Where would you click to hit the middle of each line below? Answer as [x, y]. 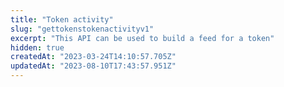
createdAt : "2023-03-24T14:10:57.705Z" [93, 57]
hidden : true [37, 47]
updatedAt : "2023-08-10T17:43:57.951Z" [93, 66]
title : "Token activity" [62, 19]
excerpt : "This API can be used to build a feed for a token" [142, 38]
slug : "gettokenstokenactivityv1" [82, 29]
